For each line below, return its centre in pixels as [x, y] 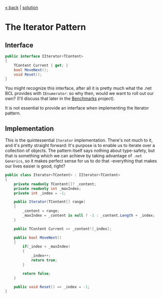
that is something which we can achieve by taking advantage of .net [73, 156]
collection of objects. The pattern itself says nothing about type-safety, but [80, 150]
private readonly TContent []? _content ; [55, 184]
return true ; [44, 261]
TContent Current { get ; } [41, 65]
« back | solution [22, 8]
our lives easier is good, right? [35, 166]
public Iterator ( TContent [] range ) [50, 202]
